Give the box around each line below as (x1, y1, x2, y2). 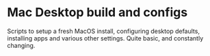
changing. (7, 41, 36, 49)
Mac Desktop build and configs (7, 5, 188, 20)
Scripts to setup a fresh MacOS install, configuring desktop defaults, (7, 27, 200, 35)
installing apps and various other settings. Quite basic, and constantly (7, 34, 204, 42)
